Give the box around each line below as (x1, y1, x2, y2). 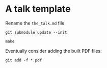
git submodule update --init (5, 30, 67, 35)
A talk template (5, 3, 71, 15)
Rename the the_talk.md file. (5, 20, 66, 26)
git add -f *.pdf (5, 57, 42, 63)
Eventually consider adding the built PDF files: (5, 48, 102, 54)
